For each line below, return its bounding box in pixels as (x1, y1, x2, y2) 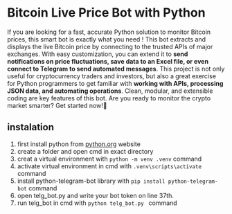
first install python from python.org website (17, 140, 141, 148)
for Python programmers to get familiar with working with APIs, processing (7, 79, 224, 87)
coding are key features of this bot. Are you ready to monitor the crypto (7, 93, 211, 102)
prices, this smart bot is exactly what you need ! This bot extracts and (7, 35, 206, 43)
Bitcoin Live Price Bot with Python (7, 5, 206, 21)
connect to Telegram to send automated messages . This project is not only (7, 64, 225, 73)
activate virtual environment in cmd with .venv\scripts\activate (17, 161, 202, 170)
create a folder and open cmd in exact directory (17, 147, 154, 155)
